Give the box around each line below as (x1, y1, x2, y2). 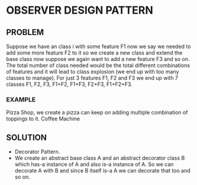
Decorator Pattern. (14, 148, 60, 155)
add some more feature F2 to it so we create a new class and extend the (6, 49, 183, 56)
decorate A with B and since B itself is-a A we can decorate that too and (14, 167, 190, 174)
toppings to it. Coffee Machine (6, 115, 80, 122)
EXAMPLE (6, 95, 36, 104)
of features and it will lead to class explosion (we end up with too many (6, 68, 179, 75)
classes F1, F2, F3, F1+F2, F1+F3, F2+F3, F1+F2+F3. (6, 81, 133, 88)
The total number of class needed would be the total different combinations (6, 62, 190, 69)
